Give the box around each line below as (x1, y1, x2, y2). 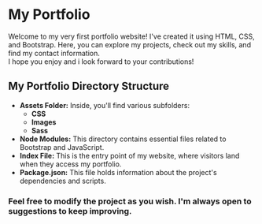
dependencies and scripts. (19, 176, 106, 185)
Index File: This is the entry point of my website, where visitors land (19, 151, 240, 160)
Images (31, 117, 57, 127)
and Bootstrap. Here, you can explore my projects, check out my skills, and (8, 39, 252, 49)
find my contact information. (8, 48, 101, 58)
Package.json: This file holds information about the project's (19, 167, 218, 177)
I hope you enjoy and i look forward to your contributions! (8, 57, 194, 66)
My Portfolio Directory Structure (8, 80, 170, 93)
